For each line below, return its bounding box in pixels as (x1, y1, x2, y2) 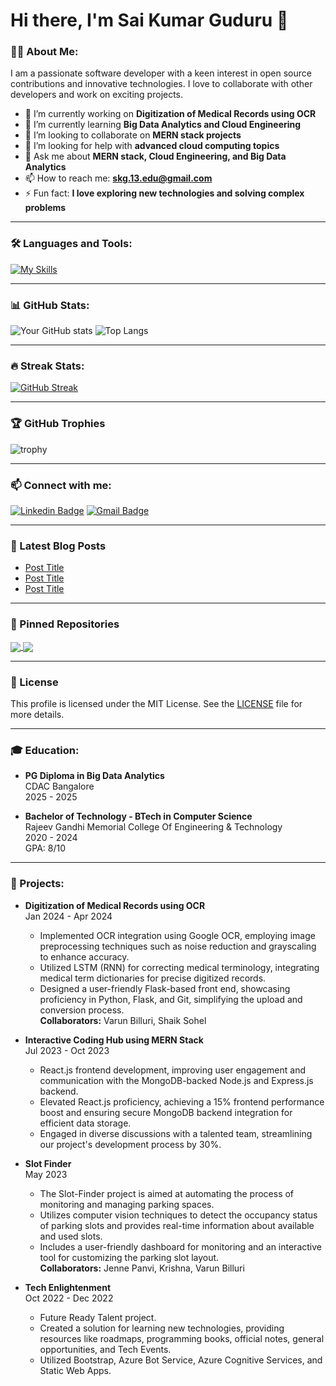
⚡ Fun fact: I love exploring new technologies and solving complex (24, 187, 305, 199)
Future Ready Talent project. (39, 1311, 157, 1323)
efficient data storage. (39, 1117, 132, 1129)
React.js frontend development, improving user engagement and (39, 1064, 307, 1076)
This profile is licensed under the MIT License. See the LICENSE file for (10, 698, 303, 710)
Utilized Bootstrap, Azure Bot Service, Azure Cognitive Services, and (39, 1354, 323, 1366)
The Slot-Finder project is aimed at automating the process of (39, 1187, 295, 1199)
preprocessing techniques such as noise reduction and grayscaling (39, 940, 317, 952)
